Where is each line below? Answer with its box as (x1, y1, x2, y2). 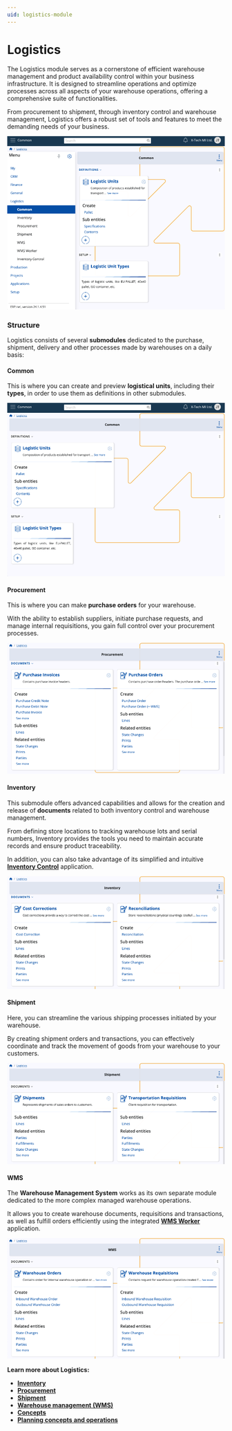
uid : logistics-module (7, 11, 72, 18)
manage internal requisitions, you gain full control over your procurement (7, 622, 215, 630)
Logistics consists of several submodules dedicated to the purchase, (7, 335, 204, 344)
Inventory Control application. (7, 862, 94, 871)
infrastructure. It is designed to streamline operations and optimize (7, 80, 197, 88)
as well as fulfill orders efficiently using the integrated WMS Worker (7, 1217, 200, 1226)
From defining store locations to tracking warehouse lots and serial (7, 827, 197, 835)
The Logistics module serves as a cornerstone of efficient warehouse (7, 64, 205, 73)
